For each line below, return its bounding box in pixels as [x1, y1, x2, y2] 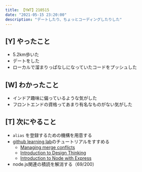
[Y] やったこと [5, 37, 51, 46]
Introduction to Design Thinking [20, 150, 86, 156]
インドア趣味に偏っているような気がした [12, 95, 97, 101]
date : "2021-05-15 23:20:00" [5, 12, 67, 17]
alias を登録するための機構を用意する [12, 132, 92, 138]
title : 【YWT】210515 [5, 7, 50, 13]
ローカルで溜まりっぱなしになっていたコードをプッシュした [12, 64, 137, 70]
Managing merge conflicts [20, 144, 75, 150]
